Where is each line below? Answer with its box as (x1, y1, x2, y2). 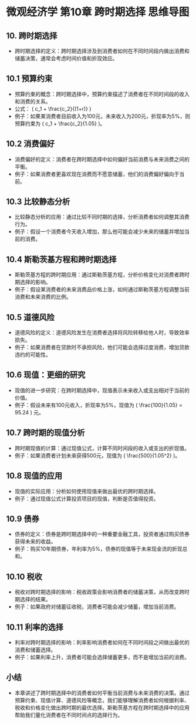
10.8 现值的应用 (6, 471, 63, 481)
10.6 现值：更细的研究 (6, 370, 86, 380)
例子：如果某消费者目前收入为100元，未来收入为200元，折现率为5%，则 (14, 113, 191, 120)
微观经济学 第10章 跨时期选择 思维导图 (6, 5, 190, 19)
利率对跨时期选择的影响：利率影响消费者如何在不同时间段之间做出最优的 (14, 639, 190, 646)
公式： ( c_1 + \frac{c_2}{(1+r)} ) (14, 105, 92, 112)
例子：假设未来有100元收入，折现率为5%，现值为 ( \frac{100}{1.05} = (14, 402, 183, 409)
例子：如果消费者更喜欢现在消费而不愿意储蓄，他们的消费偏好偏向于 (14, 170, 180, 177)
